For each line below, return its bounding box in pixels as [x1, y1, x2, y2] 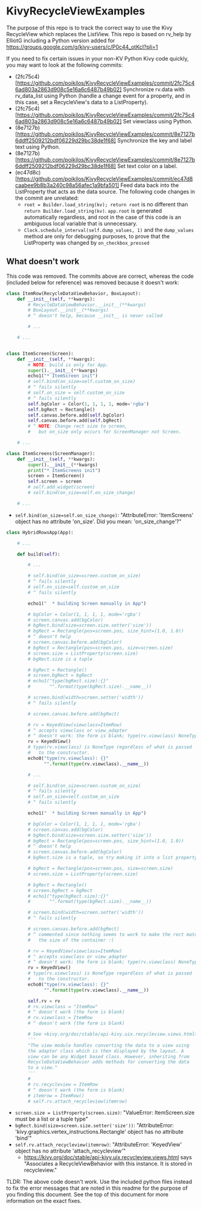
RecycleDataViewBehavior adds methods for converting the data [28, 1059, 189, 1065]
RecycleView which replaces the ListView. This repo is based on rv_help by [6, 30, 192, 37]
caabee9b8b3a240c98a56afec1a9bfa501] [14, 182, 119, 189]
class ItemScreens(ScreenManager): [6, 450, 96, 456]
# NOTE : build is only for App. [28, 362, 109, 368]
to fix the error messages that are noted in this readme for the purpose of [6, 1184, 188, 1192]
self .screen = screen [28, 479, 82, 485]
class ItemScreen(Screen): [6, 350, 74, 357]
